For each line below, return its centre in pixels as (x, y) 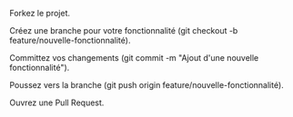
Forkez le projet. (40, 13)
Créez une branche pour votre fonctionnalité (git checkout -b (124, 30)
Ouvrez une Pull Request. (57, 102)
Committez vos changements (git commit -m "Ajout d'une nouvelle (134, 58)
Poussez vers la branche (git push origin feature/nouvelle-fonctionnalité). (146, 85)
